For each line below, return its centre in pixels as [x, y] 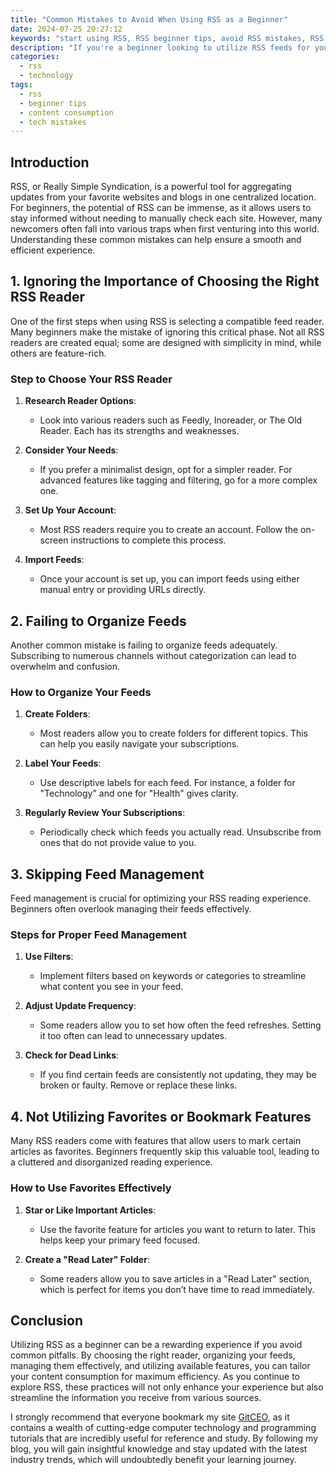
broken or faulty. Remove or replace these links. [138, 1085]
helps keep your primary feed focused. [119, 1240]
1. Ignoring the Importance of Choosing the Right [165, 281]
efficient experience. [53, 250]
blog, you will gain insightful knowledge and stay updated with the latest [159, 1449]
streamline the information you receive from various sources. [136, 1398]
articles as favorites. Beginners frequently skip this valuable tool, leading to [165, 1152]
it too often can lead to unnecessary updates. [133, 1036]
